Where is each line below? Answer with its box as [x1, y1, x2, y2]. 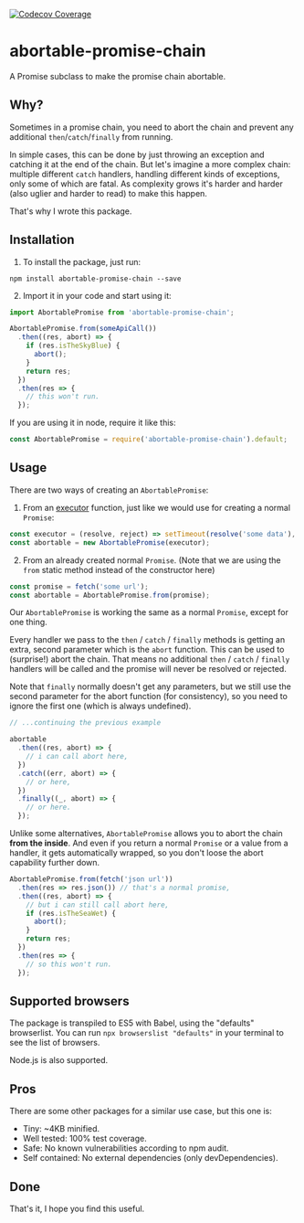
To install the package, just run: [22, 256, 142, 267]
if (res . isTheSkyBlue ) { [26, 341, 121, 351]
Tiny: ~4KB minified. [22, 1123, 100, 1134]
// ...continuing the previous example [9, 718, 162, 728]
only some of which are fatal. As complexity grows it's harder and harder [9, 178, 283, 189]
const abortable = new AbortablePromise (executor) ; [9, 537, 210, 548]
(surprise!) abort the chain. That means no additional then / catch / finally [9, 654, 290, 665]
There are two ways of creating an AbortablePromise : [9, 484, 209, 495]
